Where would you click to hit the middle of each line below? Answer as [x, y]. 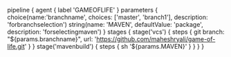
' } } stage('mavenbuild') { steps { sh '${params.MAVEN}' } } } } [114, 46]
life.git [16, 46]
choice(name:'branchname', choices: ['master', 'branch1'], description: [108, 17]
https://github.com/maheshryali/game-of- [156, 39]
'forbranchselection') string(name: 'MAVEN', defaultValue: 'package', [105, 24]
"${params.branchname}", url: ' [52, 39]
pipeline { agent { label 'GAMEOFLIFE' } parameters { [83, 10]
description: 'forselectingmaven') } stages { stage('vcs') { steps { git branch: [116, 32]
